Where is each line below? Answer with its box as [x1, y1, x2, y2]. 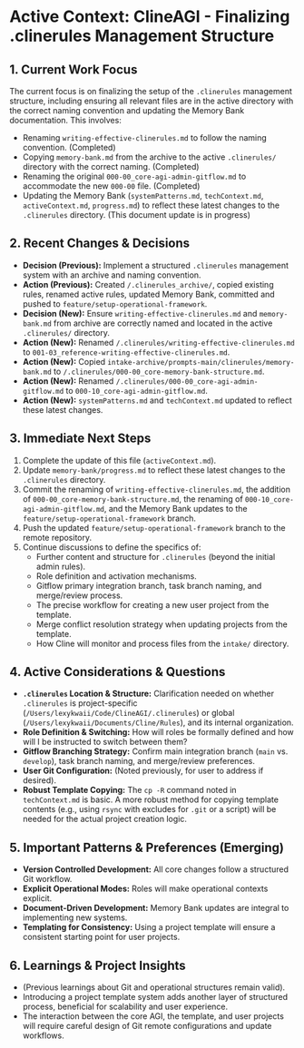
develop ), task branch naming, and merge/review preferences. [22, 756, 256, 767]
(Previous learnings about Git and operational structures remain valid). [22, 982, 286, 993]
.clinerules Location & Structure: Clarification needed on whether [22, 688, 275, 700]
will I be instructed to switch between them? [22, 737, 188, 748]
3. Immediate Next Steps [9, 431, 152, 446]
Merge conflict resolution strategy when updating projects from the [35, 619, 288, 630]
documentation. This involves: [9, 115, 123, 125]
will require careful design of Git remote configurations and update [22, 1021, 272, 1032]
